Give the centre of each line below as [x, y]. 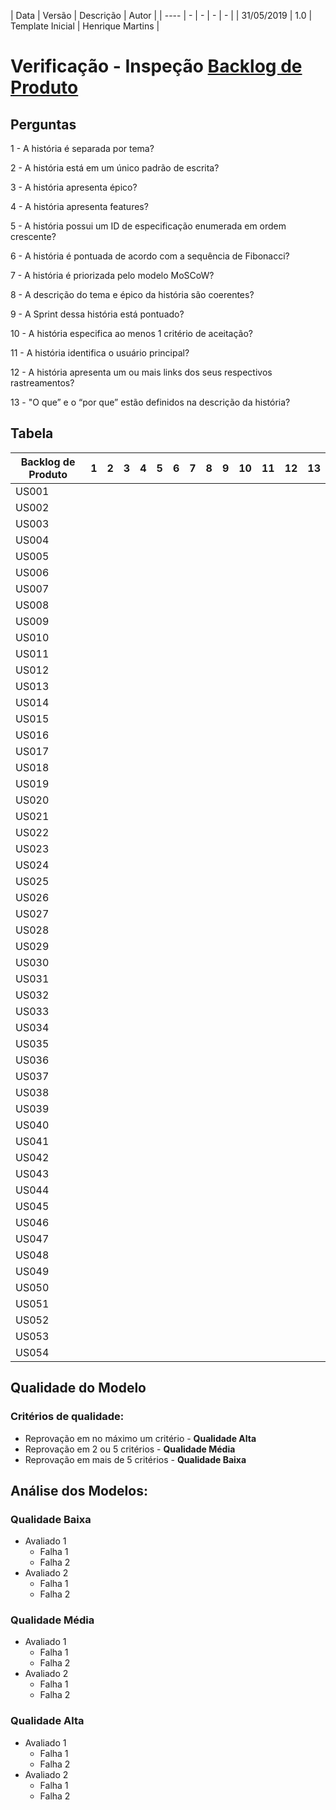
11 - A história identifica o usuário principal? [100, 353]
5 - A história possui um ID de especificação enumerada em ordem [148, 226]
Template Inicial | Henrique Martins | [85, 26]
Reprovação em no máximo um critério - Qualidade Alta [140, 1438]
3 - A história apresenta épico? [74, 187]
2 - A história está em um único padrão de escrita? [115, 168]
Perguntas [43, 124]
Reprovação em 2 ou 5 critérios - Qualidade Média [130, 1449]
